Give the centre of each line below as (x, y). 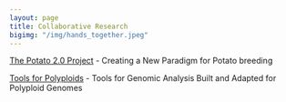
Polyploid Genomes (46, 88)
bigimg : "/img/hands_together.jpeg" (79, 35)
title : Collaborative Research (69, 26)
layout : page (34, 18)
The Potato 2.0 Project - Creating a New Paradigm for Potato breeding (141, 61)
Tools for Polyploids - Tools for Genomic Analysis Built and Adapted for (143, 78)
